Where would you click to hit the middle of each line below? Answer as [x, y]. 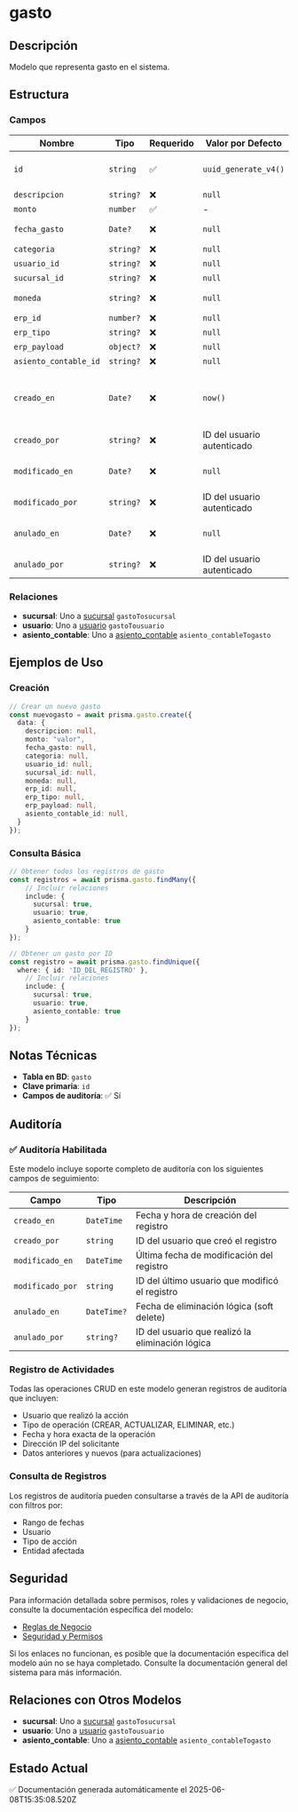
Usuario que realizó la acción [75, 1416]
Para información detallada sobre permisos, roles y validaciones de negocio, [149, 1600]
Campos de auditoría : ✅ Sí [71, 1096]
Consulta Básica [45, 853]
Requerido [172, 143]
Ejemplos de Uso [56, 663]
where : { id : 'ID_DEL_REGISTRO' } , [83, 970]
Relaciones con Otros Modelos [95, 1700]
